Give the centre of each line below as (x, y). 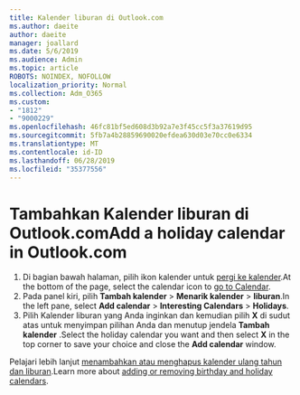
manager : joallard (44, 43)
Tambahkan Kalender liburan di (129, 214)
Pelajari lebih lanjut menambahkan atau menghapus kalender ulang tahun (146, 362)
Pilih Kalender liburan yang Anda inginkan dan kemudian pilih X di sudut (156, 315)
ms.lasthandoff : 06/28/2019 (62, 160)
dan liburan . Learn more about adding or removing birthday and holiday (141, 371)
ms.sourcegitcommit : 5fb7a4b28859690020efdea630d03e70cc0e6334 (131, 136)
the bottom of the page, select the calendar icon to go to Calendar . (146, 287)
